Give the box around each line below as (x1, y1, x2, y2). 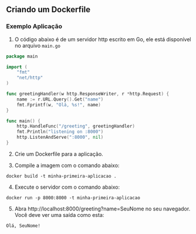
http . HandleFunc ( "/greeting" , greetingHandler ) (16, 123, 135, 129)
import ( (6, 64, 28, 70)
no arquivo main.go (14, 42, 60, 49)
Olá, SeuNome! (6, 223, 41, 229)
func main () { (6, 118, 41, 124)
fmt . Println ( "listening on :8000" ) (16, 129, 104, 135)
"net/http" (16, 75, 43, 81)
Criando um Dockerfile (6, 5, 91, 15)
